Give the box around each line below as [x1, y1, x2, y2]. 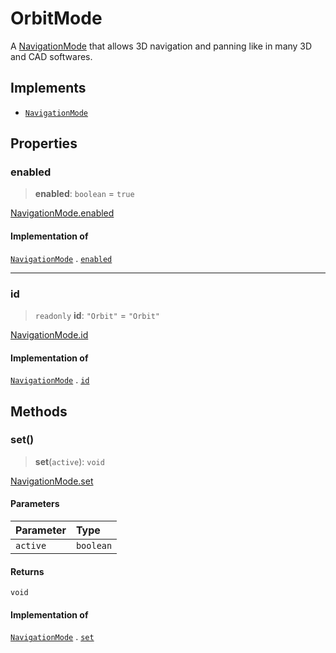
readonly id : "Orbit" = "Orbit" [34, 309, 161, 321]
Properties [10, 135, 78, 152]
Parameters [10, 498, 60, 510]
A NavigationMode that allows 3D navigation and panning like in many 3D [10, 40, 313, 52]
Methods [10, 403, 68, 420]
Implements [10, 80, 87, 97]
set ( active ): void [34, 455, 105, 467]
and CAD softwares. [10, 50, 93, 62]
